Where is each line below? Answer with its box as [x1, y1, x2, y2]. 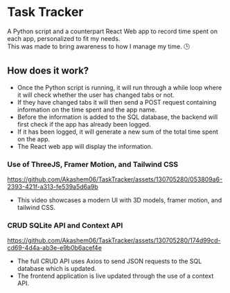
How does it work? [7, 65, 89, 77]
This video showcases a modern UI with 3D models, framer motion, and [17, 196, 222, 204]
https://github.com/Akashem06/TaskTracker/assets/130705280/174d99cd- [7, 236, 221, 245]
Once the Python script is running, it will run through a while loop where [17, 83, 222, 91]
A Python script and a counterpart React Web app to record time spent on [7, 27, 218, 35]
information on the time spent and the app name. [17, 105, 157, 114]
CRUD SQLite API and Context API [7, 220, 123, 230]
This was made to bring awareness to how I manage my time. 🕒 [7, 42, 191, 51]
